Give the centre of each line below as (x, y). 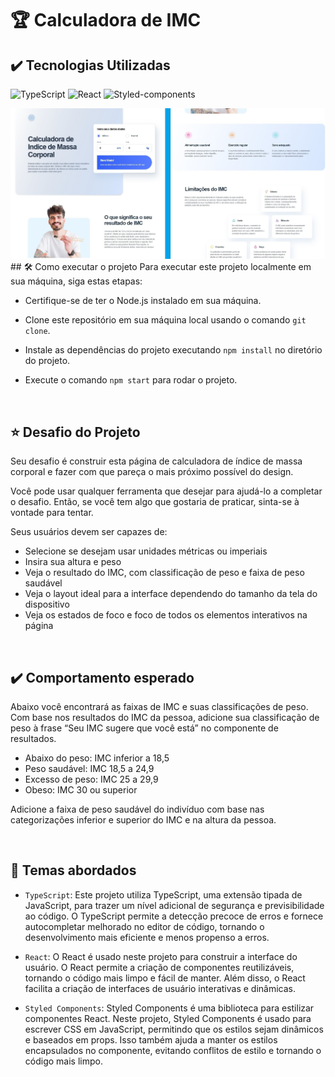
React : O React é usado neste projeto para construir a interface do (161, 956)
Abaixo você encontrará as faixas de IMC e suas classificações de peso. (159, 707)
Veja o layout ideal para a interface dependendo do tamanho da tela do (171, 594)
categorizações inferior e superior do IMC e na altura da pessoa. (143, 820)
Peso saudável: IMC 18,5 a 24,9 (89, 769)
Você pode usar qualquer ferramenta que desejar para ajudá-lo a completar (166, 491)
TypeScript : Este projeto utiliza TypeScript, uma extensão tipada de (163, 894)
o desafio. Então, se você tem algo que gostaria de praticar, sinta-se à (155, 502)
